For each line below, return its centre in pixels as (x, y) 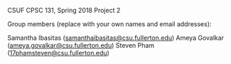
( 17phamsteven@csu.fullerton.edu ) (59, 53)
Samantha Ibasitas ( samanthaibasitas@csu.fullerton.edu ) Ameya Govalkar (116, 38)
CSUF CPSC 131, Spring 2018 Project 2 (64, 10)
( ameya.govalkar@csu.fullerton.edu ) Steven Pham (81, 45)
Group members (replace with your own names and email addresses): (109, 24)
